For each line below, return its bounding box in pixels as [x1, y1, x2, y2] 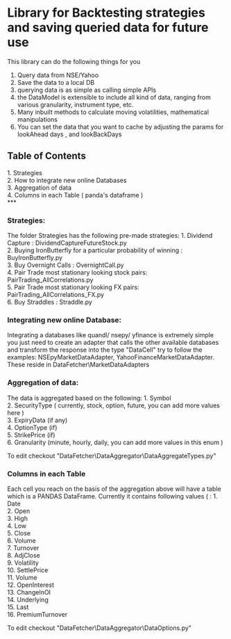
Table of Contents [7, 150, 87, 162]
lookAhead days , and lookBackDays [17, 130, 122, 138]
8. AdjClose [7, 551, 40, 559]
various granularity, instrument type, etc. [17, 100, 134, 108]
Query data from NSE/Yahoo [17, 71, 99, 79]
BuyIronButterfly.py [7, 254, 63, 262]
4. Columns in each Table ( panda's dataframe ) [7, 191, 144, 199]
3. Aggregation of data [7, 183, 71, 192]
